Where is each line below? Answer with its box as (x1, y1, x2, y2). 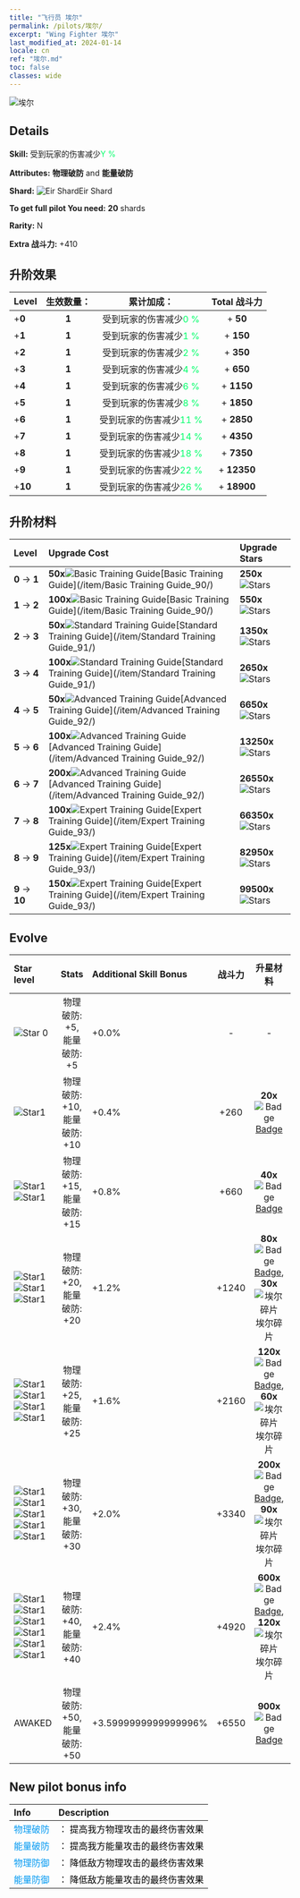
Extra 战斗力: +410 (9, 238, 79, 249)
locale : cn (9, 47, 50, 55)
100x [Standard (47, 656, 224, 668)
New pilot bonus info (9, 1780, 127, 1795)
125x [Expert (47, 840, 203, 853)
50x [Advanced (47, 693, 228, 705)
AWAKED (13, 1717, 52, 1729)
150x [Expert (47, 878, 203, 890)
